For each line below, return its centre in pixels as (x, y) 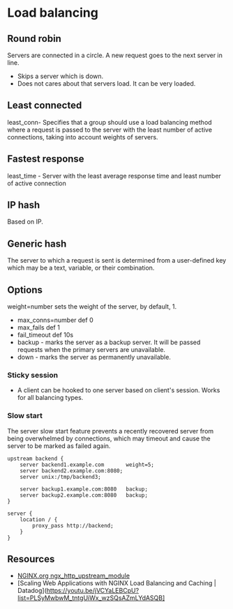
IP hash (24, 205)
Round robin (34, 39)
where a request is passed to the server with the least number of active (110, 130)
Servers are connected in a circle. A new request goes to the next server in (115, 55)
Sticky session (32, 375)
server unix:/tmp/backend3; (60, 477)
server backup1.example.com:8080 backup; (84, 489)
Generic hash (37, 244)
